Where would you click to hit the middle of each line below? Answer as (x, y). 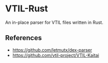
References (23, 38)
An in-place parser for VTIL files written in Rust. (54, 22)
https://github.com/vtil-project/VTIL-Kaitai (55, 55)
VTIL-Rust (27, 9)
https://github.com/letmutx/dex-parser (52, 50)
